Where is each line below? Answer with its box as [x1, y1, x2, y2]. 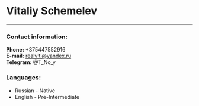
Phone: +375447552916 [6, 46, 66, 53]
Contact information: [6, 33, 68, 41]
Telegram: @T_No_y [6, 59, 56, 66]
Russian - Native [14, 87, 55, 94]
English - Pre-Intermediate [14, 93, 80, 100]
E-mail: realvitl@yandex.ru [6, 52, 72, 60]
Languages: [6, 73, 41, 82]
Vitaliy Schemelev [6, 4, 98, 18]
